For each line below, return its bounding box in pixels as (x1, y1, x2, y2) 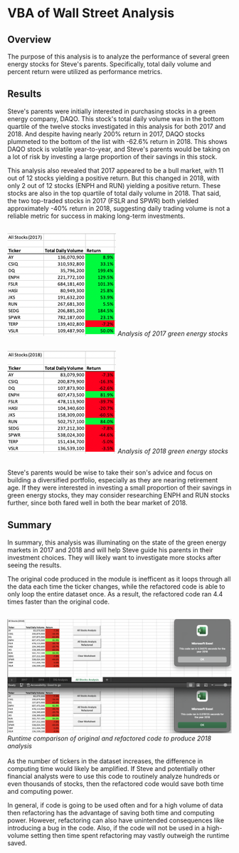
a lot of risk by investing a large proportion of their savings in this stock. (7, 152, 218, 161)
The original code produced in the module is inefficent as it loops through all (7, 574, 231, 583)
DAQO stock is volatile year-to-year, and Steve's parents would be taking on (7, 145, 230, 153)
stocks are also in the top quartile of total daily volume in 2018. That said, (7, 189, 221, 197)
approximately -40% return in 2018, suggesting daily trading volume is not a (7, 204, 230, 212)
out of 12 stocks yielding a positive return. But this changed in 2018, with (7, 173, 220, 182)
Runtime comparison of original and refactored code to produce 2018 (7, 734, 212, 743)
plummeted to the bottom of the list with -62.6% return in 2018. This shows (7, 137, 228, 145)
